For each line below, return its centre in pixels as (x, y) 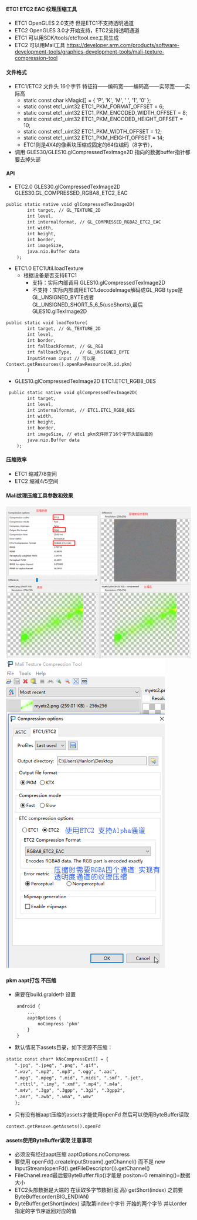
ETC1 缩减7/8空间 (36, 474)
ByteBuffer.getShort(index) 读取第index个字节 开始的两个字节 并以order (101, 1204)
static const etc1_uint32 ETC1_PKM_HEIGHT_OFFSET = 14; (94, 138)
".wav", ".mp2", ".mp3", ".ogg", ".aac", (66, 1072)
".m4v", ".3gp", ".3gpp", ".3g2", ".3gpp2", (70, 1091)
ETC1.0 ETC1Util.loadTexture (49, 268)
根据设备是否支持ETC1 (50, 275)
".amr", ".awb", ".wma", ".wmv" (54, 1097)
